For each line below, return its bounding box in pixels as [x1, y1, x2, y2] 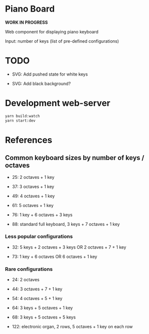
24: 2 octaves [12, 277, 40, 283]
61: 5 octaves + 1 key [12, 202, 54, 208]
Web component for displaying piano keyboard [5, 29, 99, 34]
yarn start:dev [5, 118, 36, 123]
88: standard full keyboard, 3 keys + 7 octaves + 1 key [12, 221, 120, 227]
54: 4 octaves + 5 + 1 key [12, 296, 63, 302]
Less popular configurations [5, 233, 73, 240]
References [5, 134, 52, 145]
